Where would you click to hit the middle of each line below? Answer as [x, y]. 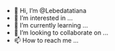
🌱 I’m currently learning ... [51, 25]
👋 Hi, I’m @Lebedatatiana [50, 11]
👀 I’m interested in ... [43, 18]
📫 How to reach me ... [46, 40]
